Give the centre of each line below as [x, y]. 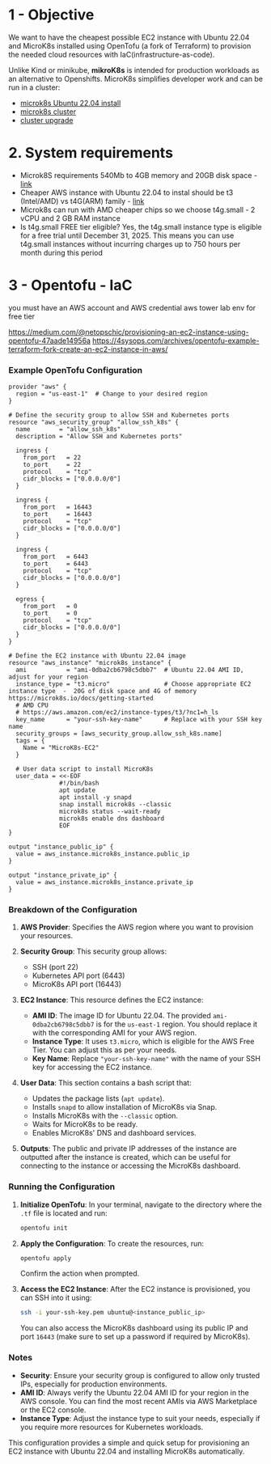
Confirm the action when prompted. [80, 1274]
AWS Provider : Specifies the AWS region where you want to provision [137, 927]
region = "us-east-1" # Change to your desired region [112, 394]
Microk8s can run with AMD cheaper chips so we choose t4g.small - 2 [138, 209]
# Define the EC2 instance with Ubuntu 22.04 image [97, 656]
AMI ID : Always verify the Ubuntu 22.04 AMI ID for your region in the [134, 1392]
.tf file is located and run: [64, 1213]
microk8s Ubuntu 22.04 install [70, 103]
